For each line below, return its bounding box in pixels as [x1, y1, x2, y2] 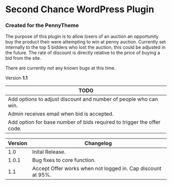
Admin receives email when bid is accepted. [8, 110, 114, 118]
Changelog [84, 140, 112, 147]
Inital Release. [32, 148, 66, 155]
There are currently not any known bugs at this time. [5, 65, 116, 71]
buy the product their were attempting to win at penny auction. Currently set [5, 39, 166, 45]
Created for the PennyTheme [5, 22, 79, 29]
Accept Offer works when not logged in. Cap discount [32, 165, 162, 172]
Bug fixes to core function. [32, 157, 96, 164]
